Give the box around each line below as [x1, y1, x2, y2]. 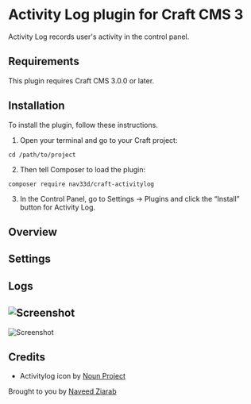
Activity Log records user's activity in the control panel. [8, 32, 190, 41]
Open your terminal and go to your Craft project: [19, 135, 178, 144]
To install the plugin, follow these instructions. [8, 120, 159, 129]
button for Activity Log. [19, 202, 96, 212]
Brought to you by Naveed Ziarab [8, 387, 117, 396]
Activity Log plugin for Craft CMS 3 [8, 6, 244, 24]
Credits [8, 350, 46, 364]
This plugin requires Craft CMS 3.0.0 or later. [8, 75, 155, 85]
